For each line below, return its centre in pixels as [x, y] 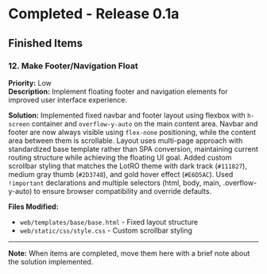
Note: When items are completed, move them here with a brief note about [129, 253]
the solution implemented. [51, 261]
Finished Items [46, 43]
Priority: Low [30, 83]
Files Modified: [33, 206]
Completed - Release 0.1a [94, 14]
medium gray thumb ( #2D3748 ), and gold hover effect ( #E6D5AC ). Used [121, 174]
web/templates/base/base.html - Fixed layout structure [109, 222]
